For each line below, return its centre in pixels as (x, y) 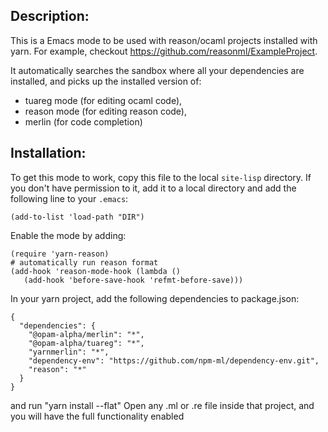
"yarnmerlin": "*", (69, 352)
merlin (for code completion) (83, 121)
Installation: (48, 153)
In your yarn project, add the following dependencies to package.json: (155, 298)
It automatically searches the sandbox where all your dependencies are (157, 70)
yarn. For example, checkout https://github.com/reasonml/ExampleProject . (164, 51)
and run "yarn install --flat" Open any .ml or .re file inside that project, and (162, 405)
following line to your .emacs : (69, 198)
